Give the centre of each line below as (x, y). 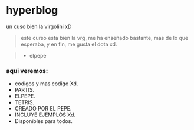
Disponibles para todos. (43, 121)
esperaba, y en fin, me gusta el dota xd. (69, 44)
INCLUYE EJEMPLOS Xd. (45, 115)
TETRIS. (24, 102)
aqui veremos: (27, 71)
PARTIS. (24, 90)
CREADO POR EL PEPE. (43, 109)
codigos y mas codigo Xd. (46, 84)
